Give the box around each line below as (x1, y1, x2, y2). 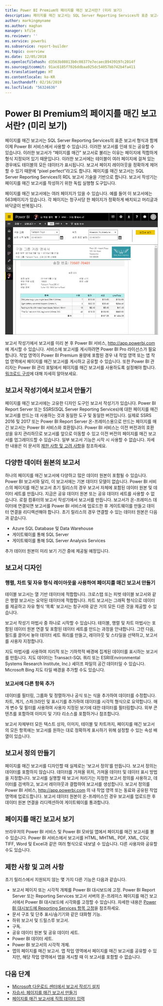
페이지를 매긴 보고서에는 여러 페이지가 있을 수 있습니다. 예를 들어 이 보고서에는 (5, 190, 153, 196)
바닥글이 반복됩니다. (5, 202, 43, 208)
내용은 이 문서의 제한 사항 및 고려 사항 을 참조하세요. (10, 443, 107, 449)
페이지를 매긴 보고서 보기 (5, 815, 74, 823)
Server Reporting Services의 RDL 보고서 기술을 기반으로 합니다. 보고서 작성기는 (5, 174, 158, 180)
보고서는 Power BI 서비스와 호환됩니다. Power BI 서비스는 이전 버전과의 (10, 424, 146, 430)
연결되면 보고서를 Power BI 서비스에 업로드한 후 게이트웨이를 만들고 (17, 503, 146, 509)
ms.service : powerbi (5, 39, 47, 44)
